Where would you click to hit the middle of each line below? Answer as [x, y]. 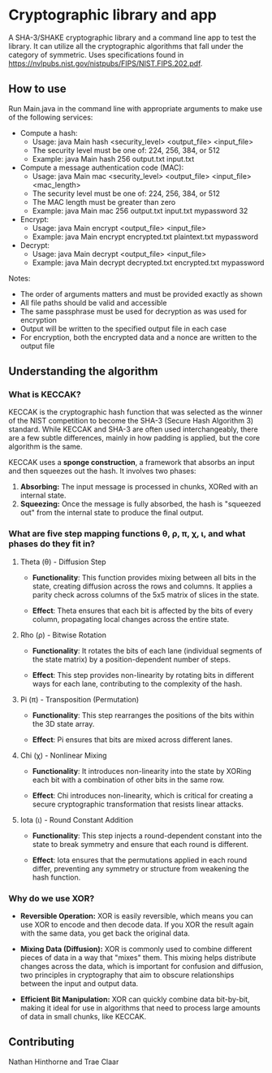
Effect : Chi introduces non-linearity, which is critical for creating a [142, 795]
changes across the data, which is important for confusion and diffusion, [142, 967]
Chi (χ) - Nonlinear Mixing [63, 755]
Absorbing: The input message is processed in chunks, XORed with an [139, 487]
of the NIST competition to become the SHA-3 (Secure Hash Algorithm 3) [131, 421]
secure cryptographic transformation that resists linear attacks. [138, 804]
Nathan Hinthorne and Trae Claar [64, 1062]
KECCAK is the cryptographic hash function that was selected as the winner [136, 412]
